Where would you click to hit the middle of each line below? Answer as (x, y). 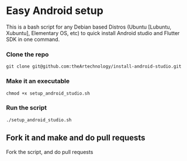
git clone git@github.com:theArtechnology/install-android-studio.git (94, 66)
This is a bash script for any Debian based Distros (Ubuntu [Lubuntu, (89, 27)
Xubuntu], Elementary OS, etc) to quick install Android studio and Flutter (93, 33)
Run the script (27, 108)
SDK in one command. (33, 39)
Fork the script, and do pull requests (50, 152)
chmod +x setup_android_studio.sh (48, 93)
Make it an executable (38, 81)
